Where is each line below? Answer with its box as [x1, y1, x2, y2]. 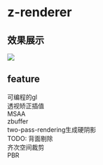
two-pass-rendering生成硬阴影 [7, 125, 97, 134]
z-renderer [7, 4, 72, 20]
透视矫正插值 [7, 102, 44, 110]
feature [7, 73, 41, 85]
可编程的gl [7, 92, 37, 101]
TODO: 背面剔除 [7, 134, 54, 142]
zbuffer [7, 117, 29, 126]
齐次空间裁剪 [7, 142, 44, 152]
